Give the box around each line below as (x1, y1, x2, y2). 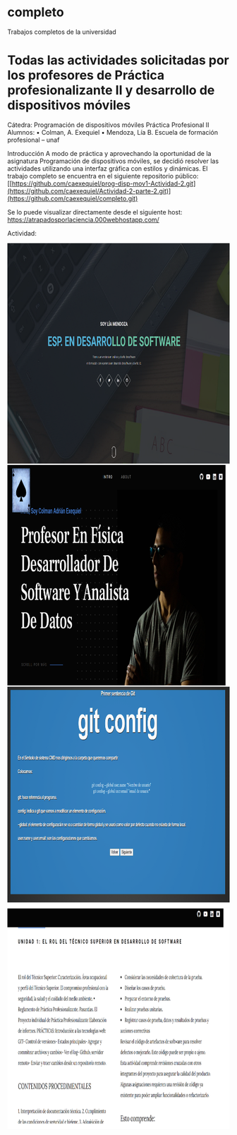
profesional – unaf (7, 135, 60, 144)
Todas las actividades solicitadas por (7, 52, 229, 68)
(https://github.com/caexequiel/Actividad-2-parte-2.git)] (7, 186, 171, 195)
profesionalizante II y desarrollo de (7, 83, 215, 99)
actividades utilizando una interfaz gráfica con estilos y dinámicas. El (7, 164, 208, 173)
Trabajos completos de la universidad (7, 28, 116, 36)
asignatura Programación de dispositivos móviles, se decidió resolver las (7, 157, 219, 165)
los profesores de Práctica (7, 68, 165, 83)
